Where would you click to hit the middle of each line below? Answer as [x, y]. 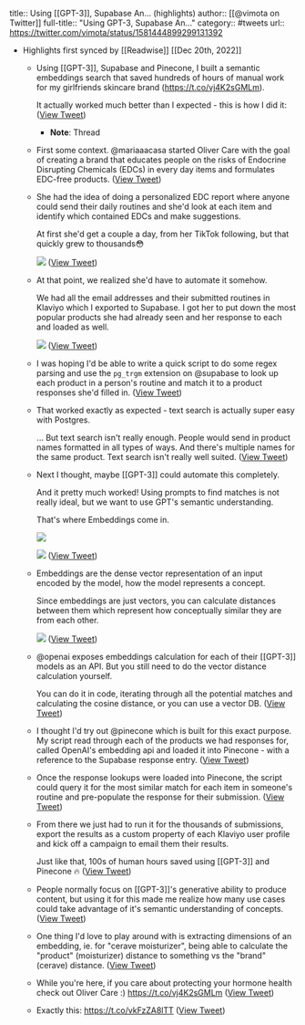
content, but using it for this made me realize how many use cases [161, 899]
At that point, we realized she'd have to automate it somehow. [152, 280]
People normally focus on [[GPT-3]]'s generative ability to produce [161, 889]
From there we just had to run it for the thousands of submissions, [160, 824]
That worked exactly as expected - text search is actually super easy [166, 410]
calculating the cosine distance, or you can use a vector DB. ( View [161, 703]
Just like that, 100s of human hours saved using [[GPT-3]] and [153, 861]
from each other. [67, 620]
